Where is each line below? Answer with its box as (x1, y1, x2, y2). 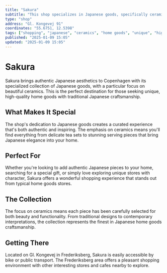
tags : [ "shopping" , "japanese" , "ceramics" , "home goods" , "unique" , (5, 30, 153, 35)
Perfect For (5, 151, 41, 160)
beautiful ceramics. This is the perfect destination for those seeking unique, (5, 88, 160, 94)
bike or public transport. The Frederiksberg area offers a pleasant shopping (5, 257, 160, 263)
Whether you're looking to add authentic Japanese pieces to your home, (5, 165, 154, 171)
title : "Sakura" (5, 7, 39, 12)
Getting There (5, 239, 49, 247)
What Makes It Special (5, 108, 76, 117)
